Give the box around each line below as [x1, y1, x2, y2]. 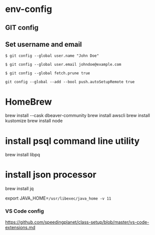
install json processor [5, 169, 97, 180]
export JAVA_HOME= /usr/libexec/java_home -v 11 [5, 195, 111, 201]
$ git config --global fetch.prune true [5, 71, 91, 76]
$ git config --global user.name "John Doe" [5, 53, 99, 58]
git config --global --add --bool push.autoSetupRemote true [5, 80, 135, 85]
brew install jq [5, 186, 34, 192]
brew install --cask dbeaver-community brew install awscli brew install [5, 113, 151, 118]
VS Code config [5, 208, 44, 215]
